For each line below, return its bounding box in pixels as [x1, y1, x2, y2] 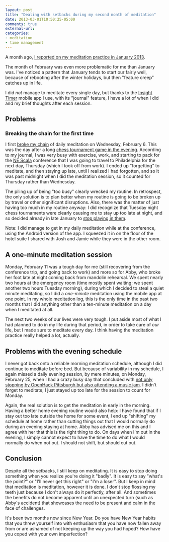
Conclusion [5, 454, 42, 463]
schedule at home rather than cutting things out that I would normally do [5, 419, 155, 425]
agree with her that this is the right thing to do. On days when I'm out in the [5, 429, 160, 435]
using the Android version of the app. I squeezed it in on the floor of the [5, 230, 153, 237]
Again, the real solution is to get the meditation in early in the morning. [5, 402, 151, 409]
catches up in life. [5, 80, 42, 86]
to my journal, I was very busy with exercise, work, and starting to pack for [5, 152, 160, 158]
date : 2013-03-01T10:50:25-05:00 [5, 17, 75, 22]
